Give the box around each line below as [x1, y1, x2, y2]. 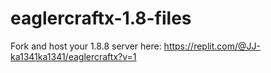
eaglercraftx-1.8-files [10, 7, 192, 30]
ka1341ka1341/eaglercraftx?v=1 [10, 50, 137, 62]
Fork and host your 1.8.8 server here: [10, 40, 162, 52]
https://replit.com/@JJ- [163, 40, 261, 52]
